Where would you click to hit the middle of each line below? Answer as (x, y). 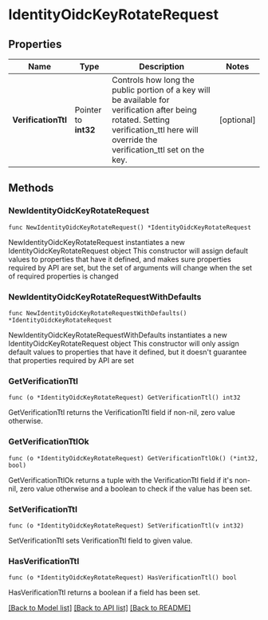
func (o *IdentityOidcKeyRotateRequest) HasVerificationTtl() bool (123, 578)
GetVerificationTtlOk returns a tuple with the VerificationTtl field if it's (120, 480)
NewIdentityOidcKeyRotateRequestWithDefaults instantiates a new (118, 335)
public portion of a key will (161, 90)
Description (162, 67)
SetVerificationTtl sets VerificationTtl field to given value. (100, 540)
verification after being (154, 110)
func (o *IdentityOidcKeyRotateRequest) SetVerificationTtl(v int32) (126, 525)
